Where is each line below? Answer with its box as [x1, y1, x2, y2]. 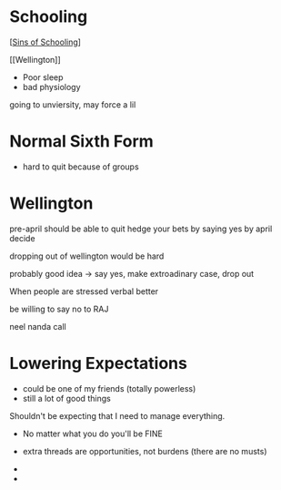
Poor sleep [22, 71, 64, 83]
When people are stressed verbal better [9, 285, 159, 297]
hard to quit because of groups [22, 161, 139, 172]
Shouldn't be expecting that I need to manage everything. [9, 410, 226, 421]
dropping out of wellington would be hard [9, 250, 165, 261]
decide [9, 232, 35, 243]
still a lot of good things [22, 393, 111, 403]
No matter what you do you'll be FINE [22, 428, 164, 439]
